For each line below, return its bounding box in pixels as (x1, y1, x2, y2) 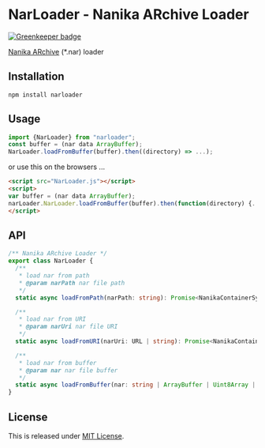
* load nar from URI (18, 315, 87, 323)
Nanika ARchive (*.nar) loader (8, 47, 104, 56)
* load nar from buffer (18, 359, 97, 367)
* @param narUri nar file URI (18, 322, 118, 331)
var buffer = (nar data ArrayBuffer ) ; (8, 192, 136, 200)
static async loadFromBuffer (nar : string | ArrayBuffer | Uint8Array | (15, 381, 256, 389)
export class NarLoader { (8, 257, 93, 265)
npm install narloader (8, 91, 83, 99)
